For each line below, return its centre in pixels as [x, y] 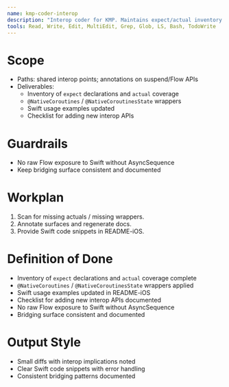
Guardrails [38, 143]
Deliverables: [36, 87]
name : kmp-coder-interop [43, 13]
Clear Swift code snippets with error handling [81, 369]
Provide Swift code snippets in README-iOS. [81, 232]
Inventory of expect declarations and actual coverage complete [107, 278]
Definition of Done [60, 259]
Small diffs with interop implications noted [76, 362]
